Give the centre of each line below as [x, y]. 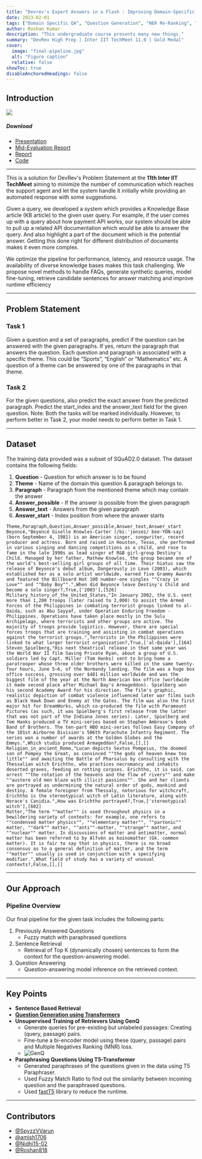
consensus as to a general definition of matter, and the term [87, 849]
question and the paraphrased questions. [75, 1085]
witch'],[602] [24, 806]
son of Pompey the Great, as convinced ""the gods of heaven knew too [96, 753]
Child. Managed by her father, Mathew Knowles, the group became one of [99, 558]
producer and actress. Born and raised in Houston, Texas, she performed [101, 542]
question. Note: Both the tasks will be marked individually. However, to [93, 413]
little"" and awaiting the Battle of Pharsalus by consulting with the [98, 759]
